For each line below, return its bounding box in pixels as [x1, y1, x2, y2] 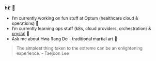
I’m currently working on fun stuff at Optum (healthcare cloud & [11, 15, 139, 21]
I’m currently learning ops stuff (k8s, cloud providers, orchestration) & [11, 26, 151, 31]
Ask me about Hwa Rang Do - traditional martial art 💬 [11, 36, 117, 42]
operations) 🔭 [11, 20, 39, 26]
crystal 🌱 [11, 31, 30, 37]
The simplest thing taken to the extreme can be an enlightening [16, 46, 143, 51]
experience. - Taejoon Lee [16, 50, 69, 56]
